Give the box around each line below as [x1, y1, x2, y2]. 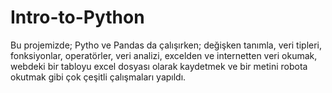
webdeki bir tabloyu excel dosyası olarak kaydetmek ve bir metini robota [10, 60, 308, 72]
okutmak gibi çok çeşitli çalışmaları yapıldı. [10, 71, 187, 83]
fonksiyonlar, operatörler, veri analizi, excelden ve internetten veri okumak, [10, 49, 318, 61]
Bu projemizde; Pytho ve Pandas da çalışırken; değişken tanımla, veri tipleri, [10, 39, 323, 51]
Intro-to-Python [10, 6, 145, 29]
